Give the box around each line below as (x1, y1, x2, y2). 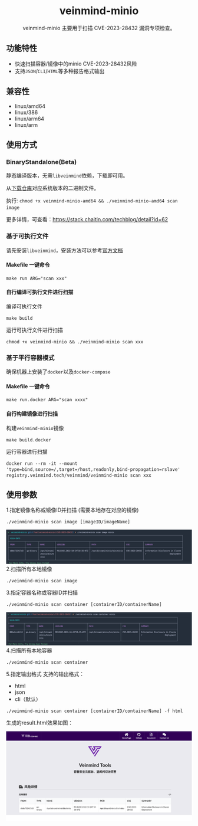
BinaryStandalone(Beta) (6, 158, 77, 166)
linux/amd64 (14, 102, 46, 110)
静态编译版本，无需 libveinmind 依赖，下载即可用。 (6, 172, 128, 179)
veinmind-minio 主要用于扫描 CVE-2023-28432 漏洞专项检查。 (22, 24, 176, 31)
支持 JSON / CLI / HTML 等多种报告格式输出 (14, 67, 105, 74)
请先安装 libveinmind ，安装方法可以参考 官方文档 (6, 247, 123, 254)
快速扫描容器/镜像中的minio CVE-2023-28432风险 (14, 60, 137, 67)
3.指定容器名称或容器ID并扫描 (6, 589, 78, 596)
